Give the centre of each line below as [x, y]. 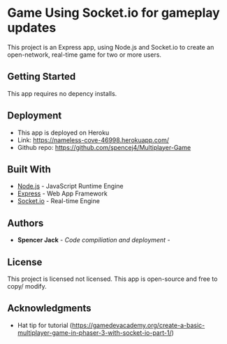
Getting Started [42, 77]
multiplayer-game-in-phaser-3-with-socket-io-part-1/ [95, 332]
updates [32, 28]
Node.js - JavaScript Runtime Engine [70, 186]
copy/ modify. [27, 286]
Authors [25, 223]
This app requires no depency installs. [62, 93]
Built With [29, 169]
